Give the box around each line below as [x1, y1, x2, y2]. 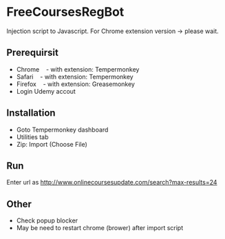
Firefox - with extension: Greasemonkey [16, 80, 136, 88]
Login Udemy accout [16, 87, 76, 95]
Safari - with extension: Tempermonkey [16, 72, 133, 81]
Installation [6, 107, 56, 119]
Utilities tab [16, 132, 49, 141]
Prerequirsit [6, 47, 59, 59]
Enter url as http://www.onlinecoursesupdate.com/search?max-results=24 [6, 178, 217, 187]
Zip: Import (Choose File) [16, 140, 87, 148]
